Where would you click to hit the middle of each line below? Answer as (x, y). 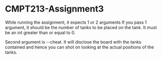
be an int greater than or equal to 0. (40, 32)
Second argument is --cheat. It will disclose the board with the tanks (73, 42)
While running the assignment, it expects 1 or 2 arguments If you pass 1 (76, 22)
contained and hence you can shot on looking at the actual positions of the (80, 47)
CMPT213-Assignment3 (54, 9)
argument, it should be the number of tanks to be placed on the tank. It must (81, 27)
